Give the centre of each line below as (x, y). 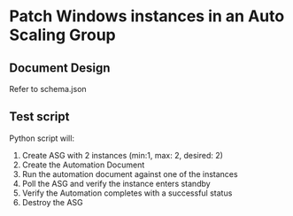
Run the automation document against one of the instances (130, 174)
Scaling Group (63, 35)
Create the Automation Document (83, 165)
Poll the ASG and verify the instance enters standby (116, 183)
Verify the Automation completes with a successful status (127, 193)
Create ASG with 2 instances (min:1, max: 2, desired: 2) (123, 155)
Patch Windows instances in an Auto (147, 16)
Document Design (60, 68)
